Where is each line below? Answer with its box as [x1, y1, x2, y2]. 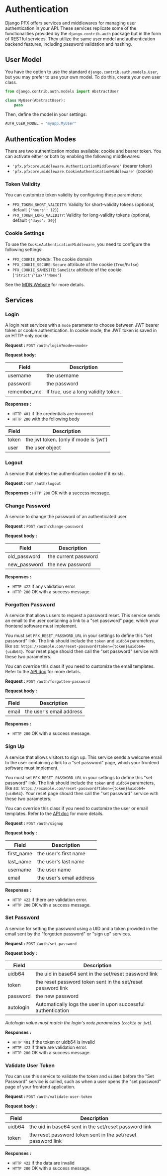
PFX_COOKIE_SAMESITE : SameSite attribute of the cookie [12, 267, 122, 272]
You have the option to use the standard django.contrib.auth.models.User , [5, 69, 159, 75]
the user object [25, 444, 61, 451]
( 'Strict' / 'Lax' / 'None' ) [12, 272, 62, 278]
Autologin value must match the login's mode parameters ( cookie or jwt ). [5, 1019, 153, 1025]
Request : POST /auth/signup [5, 820, 64, 826]
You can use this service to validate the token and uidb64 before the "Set [5, 1073, 154, 1080]
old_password [7, 553, 41, 560]
